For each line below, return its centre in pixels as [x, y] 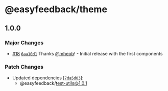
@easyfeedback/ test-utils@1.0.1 [53, 83]
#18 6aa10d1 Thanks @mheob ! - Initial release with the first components [87, 53]
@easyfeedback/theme [56, 9]
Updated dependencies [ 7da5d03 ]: [48, 78]
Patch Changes [24, 67]
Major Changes [24, 43]
